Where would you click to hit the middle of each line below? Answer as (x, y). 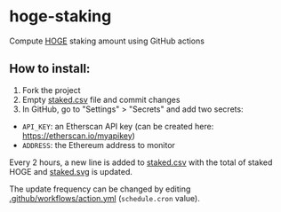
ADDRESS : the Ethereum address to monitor (99, 145)
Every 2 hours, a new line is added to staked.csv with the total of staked (141, 162)
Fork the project (52, 90)
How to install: (50, 69)
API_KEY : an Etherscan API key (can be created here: (118, 126)
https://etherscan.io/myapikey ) (79, 136)
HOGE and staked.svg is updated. (71, 171)
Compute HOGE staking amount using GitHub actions (107, 41)
